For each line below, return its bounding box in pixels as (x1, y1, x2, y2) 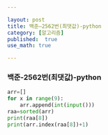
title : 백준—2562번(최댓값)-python (7, 22, 102, 30)
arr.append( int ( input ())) (20, 102, 95, 109)
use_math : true (7, 42, 52, 49)
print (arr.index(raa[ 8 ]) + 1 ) (7, 121, 89, 128)
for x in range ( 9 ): (7, 95, 64, 102)
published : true (7, 35, 58, 42)
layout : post (7, 16, 45, 23)
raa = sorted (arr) (7, 109, 54, 116)
